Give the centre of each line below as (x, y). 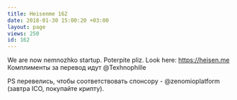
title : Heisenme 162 (38, 14)
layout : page (27, 27)
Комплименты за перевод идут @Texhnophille (77, 68)
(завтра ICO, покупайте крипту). (56, 89)
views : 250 (23, 33)
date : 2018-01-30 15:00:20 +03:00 (58, 20)
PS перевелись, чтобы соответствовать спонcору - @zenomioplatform (114, 81)
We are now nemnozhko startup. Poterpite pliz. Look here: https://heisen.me (118, 60)
